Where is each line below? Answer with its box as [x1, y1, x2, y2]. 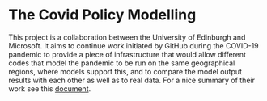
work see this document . [8, 83, 91, 94]
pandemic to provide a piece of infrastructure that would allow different [8, 49, 247, 59]
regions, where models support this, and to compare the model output [8, 66, 243, 76]
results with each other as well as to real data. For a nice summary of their [8, 75, 255, 85]
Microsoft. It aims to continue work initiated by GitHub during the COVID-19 [8, 40, 259, 50]
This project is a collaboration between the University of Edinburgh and [8, 32, 246, 42]
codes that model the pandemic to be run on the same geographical [8, 58, 235, 68]
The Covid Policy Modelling [8, 6, 197, 24]
